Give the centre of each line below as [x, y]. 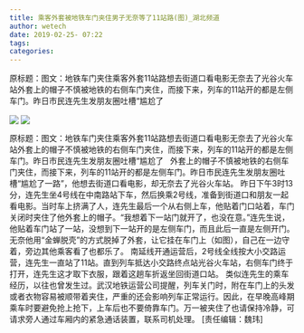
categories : [32, 52]
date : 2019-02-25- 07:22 [56, 34]
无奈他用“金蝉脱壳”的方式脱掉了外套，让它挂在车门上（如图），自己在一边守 [150, 240]
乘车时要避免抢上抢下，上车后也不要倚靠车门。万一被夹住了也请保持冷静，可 [152, 308]
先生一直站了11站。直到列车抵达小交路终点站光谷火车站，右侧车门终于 [163, 262]
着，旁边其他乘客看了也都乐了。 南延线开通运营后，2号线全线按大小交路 [144, 252]
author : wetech [38, 26]
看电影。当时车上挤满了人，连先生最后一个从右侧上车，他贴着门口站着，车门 [152, 206]
